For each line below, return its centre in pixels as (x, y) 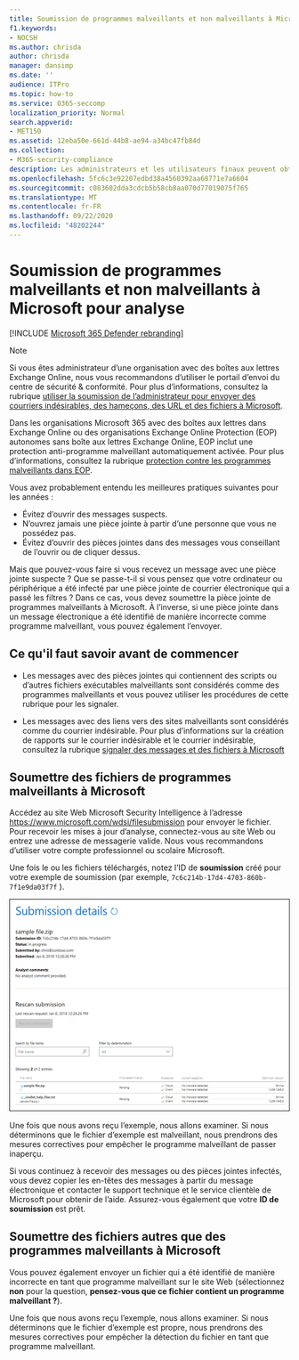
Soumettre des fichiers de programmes (120, 778)
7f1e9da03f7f (33, 888)
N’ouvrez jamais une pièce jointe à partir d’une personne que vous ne (149, 523)
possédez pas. (49, 533)
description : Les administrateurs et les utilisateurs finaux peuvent (143, 169)
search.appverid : (41, 122)
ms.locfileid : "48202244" (57, 226)
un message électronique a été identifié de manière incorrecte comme (138, 616)
